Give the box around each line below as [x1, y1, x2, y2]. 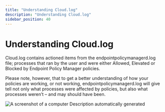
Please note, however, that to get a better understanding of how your [5, 75, 149, 81]
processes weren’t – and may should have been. [5, 91, 106, 97]
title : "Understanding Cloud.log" [5, 7, 78, 13]
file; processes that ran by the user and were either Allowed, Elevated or [5, 60, 155, 66]
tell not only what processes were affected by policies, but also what [5, 86, 148, 92]
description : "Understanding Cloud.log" [5, 12, 92, 17]
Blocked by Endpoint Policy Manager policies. [5, 66, 100, 72]
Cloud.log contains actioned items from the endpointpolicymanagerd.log [5, 55, 156, 61]
